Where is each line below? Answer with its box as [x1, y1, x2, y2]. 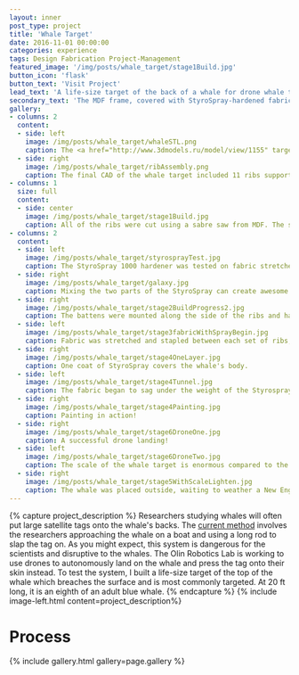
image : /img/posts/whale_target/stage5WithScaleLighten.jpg [25, 477, 253, 486]
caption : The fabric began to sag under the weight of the [25, 386, 249, 395]
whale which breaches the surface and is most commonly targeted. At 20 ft [9, 576, 286, 587]
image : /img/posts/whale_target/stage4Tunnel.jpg [25, 378, 214, 387]
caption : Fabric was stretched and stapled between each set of [25, 336, 269, 345]
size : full [17, 187, 58, 196]
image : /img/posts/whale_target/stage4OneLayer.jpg [25, 353, 221, 362]
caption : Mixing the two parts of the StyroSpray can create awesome [25, 286, 289, 295]
